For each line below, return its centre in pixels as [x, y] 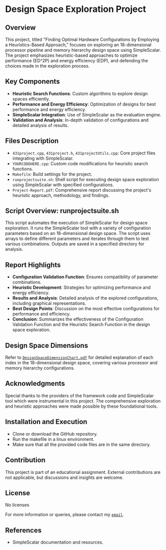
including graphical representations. [49, 303]
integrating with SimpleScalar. [43, 158]
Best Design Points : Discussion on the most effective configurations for [86, 309]
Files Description [32, 141]
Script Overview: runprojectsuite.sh [62, 211]
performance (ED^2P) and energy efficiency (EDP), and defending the [77, 60]
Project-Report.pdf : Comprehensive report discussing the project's [82, 190]
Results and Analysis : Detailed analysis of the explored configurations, [85, 298]
